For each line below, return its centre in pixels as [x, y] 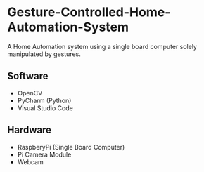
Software [28, 76]
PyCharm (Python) [44, 100]
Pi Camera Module [44, 154]
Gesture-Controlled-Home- [89, 12]
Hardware [29, 130]
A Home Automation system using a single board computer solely [102, 46]
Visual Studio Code [45, 108]
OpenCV [30, 93]
